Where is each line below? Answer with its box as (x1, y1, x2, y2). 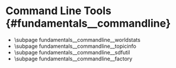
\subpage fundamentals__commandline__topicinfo (14, 43, 137, 50)
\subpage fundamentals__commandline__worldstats (14, 36, 140, 43)
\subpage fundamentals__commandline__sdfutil (14, 48, 130, 56)
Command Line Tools (5, 4, 112, 18)
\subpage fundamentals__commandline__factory (14, 55, 133, 62)
